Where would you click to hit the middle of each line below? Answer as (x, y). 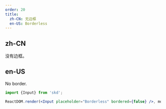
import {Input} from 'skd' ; (34, 92)
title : (12, 14)
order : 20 (15, 10)
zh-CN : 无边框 (23, 19)
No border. (16, 83)
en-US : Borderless (29, 23)
